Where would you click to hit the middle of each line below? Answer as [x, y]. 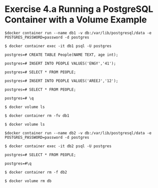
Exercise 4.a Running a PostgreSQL [79, 9]
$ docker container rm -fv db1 [37, 115]
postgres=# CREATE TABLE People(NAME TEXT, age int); [62, 55]
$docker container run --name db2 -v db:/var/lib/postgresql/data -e [78, 133]
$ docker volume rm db [28, 181]
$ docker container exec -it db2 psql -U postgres [58, 146]
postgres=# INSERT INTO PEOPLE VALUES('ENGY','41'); [60, 63]
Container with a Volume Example [76, 20]
